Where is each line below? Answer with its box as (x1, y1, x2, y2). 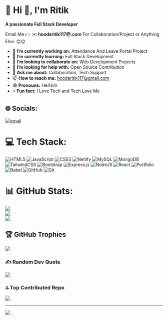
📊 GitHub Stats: (5, 185, 73, 197)
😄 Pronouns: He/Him (12, 82, 57, 88)
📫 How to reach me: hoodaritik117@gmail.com (12, 75, 109, 81)
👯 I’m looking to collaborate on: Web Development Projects (12, 59, 136, 65)
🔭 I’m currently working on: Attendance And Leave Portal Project (12, 48, 147, 54)
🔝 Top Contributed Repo (5, 284, 65, 291)
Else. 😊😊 (5, 38, 26, 44)
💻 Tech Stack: (5, 136, 67, 147)
